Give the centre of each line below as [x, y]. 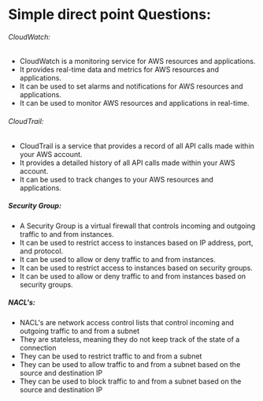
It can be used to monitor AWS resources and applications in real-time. [134, 103]
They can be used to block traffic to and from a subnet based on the [130, 381]
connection [38, 347]
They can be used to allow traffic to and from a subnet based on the [130, 364]
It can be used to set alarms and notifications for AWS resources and [131, 86]
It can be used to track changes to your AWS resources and [117, 179]
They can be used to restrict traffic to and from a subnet [111, 356]
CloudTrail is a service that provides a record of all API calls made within [137, 146]
